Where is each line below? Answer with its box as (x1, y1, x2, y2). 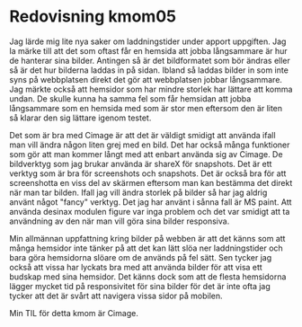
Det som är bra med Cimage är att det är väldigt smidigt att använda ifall (9, 129, 276, 140)
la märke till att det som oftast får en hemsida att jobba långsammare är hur (9, 45, 288, 56)
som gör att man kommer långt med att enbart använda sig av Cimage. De (9, 148, 283, 159)
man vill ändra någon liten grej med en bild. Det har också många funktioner (9, 139, 290, 150)
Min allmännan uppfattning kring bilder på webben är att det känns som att (9, 233, 286, 243)
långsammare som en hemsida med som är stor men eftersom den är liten (9, 102, 283, 113)
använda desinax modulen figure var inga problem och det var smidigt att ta (9, 206, 290, 217)
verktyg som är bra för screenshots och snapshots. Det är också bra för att (9, 168, 287, 179)
